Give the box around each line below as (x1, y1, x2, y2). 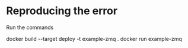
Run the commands (6, 24, 54, 31)
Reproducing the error (6, 4, 117, 18)
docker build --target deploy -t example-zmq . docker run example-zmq (6, 35, 182, 42)
